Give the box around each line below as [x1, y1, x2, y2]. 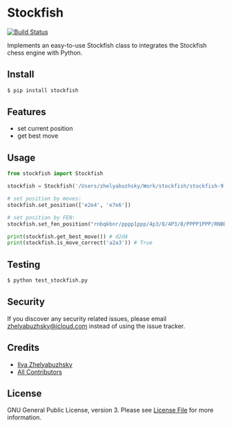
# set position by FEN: [7, 214, 76, 221]
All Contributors [17, 367, 62, 376]
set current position [17, 125, 74, 133]
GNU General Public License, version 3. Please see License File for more [7, 406, 214, 415]
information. [7, 413, 42, 421]
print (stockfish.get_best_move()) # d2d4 [7, 233, 128, 240]
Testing [7, 258, 41, 271]
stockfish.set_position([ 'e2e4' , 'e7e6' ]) [7, 201, 131, 208]
